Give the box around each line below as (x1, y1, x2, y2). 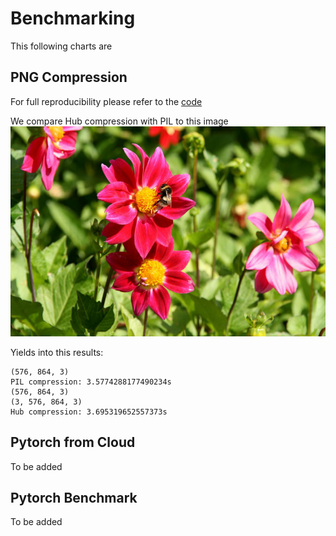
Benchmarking (10, 7, 136, 30)
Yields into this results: (10, 346, 104, 358)
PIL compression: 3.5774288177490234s (10, 377, 172, 387)
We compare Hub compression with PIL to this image (10, 115, 229, 127)
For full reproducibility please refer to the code (10, 95, 203, 107)
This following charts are (10, 40, 113, 52)
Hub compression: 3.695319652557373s (10, 407, 168, 417)
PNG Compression (10, 69, 128, 86)
